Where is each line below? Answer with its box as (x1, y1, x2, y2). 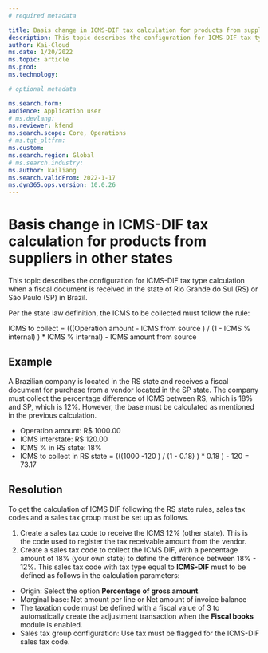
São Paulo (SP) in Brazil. (8, 293, 88, 303)
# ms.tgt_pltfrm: (8, 137, 66, 144)
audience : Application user (8, 107, 102, 115)
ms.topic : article (8, 56, 69, 64)
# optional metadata (8, 85, 77, 93)
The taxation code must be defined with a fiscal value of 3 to (19, 603, 220, 612)
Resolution (8, 483, 63, 497)
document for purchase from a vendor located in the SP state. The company (8, 385, 259, 394)
